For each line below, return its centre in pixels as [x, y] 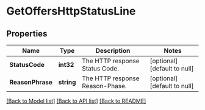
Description [113, 51]
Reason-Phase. [104, 86]
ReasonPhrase [31, 82]
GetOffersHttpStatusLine [71, 11]
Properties [27, 34]
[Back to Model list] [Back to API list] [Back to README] [76, 101]
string [67, 82]
